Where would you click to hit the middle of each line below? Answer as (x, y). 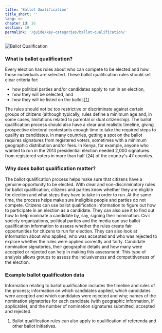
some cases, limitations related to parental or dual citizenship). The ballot (78, 120)
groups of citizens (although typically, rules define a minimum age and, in (79, 114)
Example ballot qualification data (45, 275)
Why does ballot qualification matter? (50, 168)
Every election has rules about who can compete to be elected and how (77, 69)
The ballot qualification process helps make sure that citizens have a (74, 179)
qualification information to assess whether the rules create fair (69, 226)
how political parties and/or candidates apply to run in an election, (78, 89)
